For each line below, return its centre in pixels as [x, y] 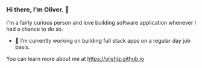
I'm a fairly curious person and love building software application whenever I [101, 23]
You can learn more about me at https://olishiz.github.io [75, 59]
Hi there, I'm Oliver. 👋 [38, 10]
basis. [22, 47]
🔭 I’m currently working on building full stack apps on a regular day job [103, 41]
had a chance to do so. [35, 29]
